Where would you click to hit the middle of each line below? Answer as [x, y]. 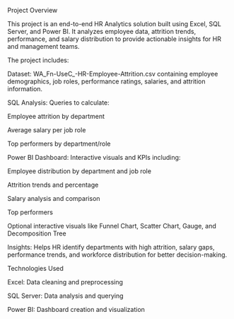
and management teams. [43, 46]
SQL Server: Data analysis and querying [65, 296]
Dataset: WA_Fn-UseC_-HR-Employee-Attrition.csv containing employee [113, 74]
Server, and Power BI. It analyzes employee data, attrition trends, [102, 31]
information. [25, 89]
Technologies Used [35, 268]
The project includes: [38, 60]
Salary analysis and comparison [54, 198]
